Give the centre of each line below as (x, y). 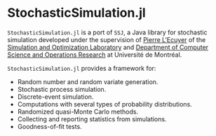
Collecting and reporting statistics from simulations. (92, 119)
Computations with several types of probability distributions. (105, 104)
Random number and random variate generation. (88, 81)
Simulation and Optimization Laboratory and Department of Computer (108, 47)
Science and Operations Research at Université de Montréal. (95, 55)
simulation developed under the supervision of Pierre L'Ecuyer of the (107, 39)
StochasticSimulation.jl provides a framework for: (82, 68)
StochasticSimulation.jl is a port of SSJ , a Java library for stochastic (107, 32)
